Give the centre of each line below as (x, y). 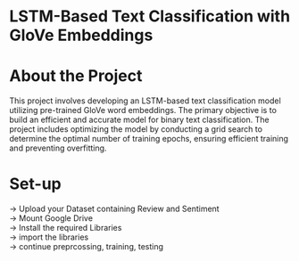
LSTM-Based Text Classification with (150, 16)
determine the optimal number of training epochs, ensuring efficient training (149, 139)
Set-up (35, 184)
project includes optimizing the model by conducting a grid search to (136, 129)
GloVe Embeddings (81, 35)
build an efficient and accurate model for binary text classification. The (139, 120)
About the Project (76, 76)
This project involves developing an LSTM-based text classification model (145, 101)
